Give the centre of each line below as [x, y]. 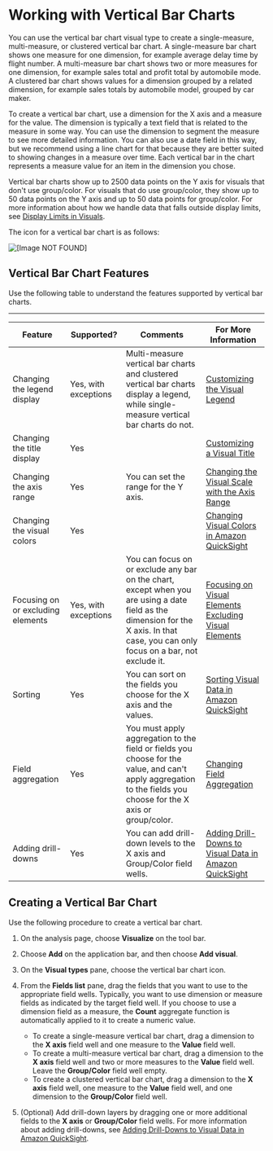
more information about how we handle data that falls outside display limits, [135, 207]
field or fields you [159, 749]
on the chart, [150, 579]
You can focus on [159, 559]
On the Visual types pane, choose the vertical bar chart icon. [123, 969]
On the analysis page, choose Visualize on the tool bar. [113, 938]
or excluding [36, 610]
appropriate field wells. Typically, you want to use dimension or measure [141, 994]
